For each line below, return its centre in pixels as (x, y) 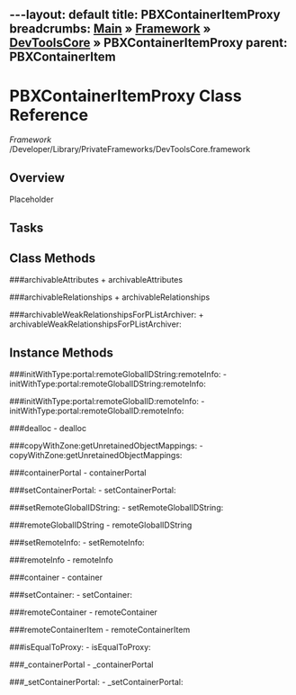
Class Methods (53, 258)
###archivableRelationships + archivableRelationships (110, 297)
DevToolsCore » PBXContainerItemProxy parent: (148, 43)
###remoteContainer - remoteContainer (83, 612)
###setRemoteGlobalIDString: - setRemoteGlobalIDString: (117, 508)
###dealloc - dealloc (48, 429)
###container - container (56, 578)
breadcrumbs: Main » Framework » (110, 29)
